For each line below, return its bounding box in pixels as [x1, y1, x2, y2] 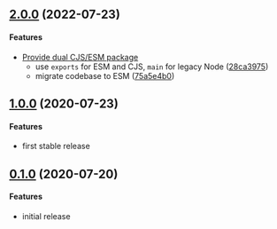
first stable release [21, 141, 90, 152]
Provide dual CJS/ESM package [21, 51, 139, 62]
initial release [21, 210, 71, 221]
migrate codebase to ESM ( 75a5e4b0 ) [35, 70, 175, 81]
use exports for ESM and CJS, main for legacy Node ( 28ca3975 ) [35, 61, 269, 72]
